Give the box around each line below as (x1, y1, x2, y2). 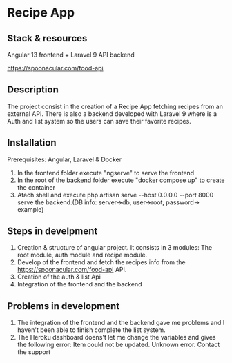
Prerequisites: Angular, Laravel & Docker (7, 155, 122, 164)
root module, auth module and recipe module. (17, 251, 148, 259)
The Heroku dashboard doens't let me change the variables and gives (17, 333, 216, 342)
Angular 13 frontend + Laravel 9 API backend (7, 50, 135, 59)
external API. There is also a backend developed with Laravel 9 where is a (7, 109, 217, 118)
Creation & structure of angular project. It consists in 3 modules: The (17, 244, 213, 252)
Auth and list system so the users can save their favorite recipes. (7, 117, 191, 125)
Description (7, 84, 59, 96)
